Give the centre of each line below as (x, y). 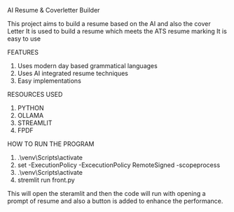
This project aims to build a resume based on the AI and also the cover (109, 24)
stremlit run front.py (46, 180)
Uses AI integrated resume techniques (73, 73)
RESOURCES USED (35, 94)
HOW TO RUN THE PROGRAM (51, 144)
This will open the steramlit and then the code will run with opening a (106, 193)
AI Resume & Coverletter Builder (54, 10)
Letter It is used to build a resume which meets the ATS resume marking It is (117, 31)
